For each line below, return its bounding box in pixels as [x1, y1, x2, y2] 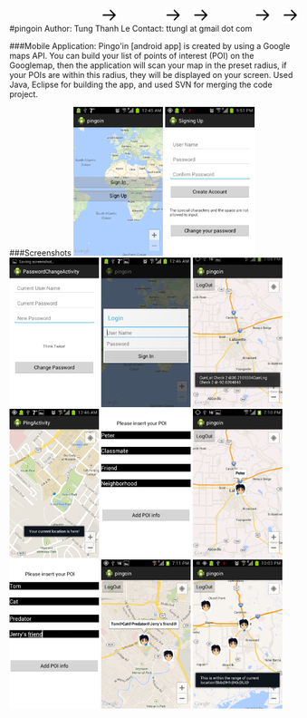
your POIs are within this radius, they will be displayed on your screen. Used [9, 70, 293, 80]
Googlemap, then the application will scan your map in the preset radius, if [9, 60, 287, 71]
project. [9, 89, 39, 100]
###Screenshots [9, 247, 72, 258]
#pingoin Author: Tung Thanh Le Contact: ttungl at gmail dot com [9, 24, 253, 34]
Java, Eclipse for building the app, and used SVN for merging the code [9, 79, 273, 90]
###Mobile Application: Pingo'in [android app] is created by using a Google [9, 41, 291, 51]
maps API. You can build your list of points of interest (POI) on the [9, 51, 254, 61]
